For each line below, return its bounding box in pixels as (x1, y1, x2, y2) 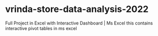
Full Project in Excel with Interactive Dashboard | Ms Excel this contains (5, 20, 153, 26)
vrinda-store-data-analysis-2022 (5, 3, 149, 15)
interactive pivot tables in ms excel (5, 25, 77, 31)
